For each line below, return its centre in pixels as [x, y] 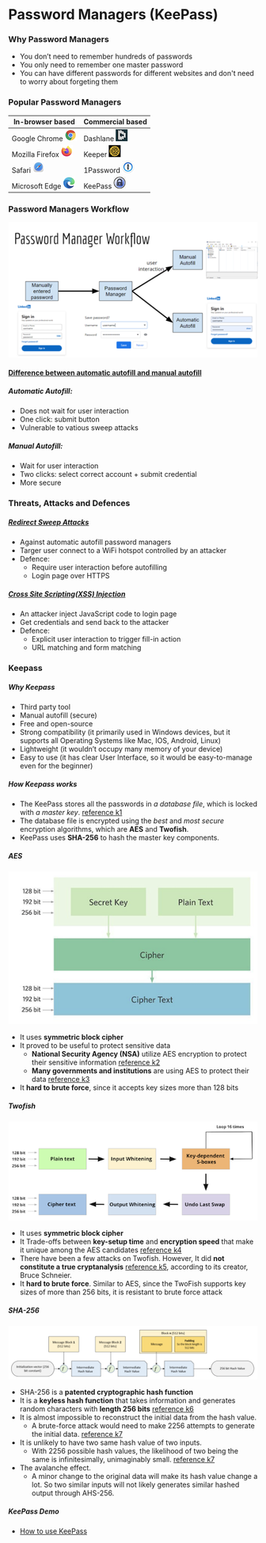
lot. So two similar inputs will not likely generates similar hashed [135, 1485]
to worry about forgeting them [69, 82]
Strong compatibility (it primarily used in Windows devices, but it [125, 732]
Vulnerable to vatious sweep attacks [79, 428]
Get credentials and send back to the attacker [94, 623]
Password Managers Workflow [68, 209]
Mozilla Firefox [35, 154]
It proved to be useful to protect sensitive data [95, 1046]
